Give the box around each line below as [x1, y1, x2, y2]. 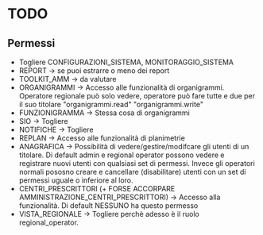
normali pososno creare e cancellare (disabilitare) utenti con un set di [18, 168, 246, 176]
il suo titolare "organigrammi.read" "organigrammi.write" [18, 100, 204, 109]
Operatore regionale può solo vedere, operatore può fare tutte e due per [18, 91, 256, 100]
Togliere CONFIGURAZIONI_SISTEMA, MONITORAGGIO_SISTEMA [18, 57, 234, 67]
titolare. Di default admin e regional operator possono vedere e [18, 150, 225, 160]
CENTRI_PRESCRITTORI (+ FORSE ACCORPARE [18, 184, 176, 193]
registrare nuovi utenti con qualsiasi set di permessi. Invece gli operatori [18, 159, 255, 168]
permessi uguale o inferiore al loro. [18, 175, 133, 185]
